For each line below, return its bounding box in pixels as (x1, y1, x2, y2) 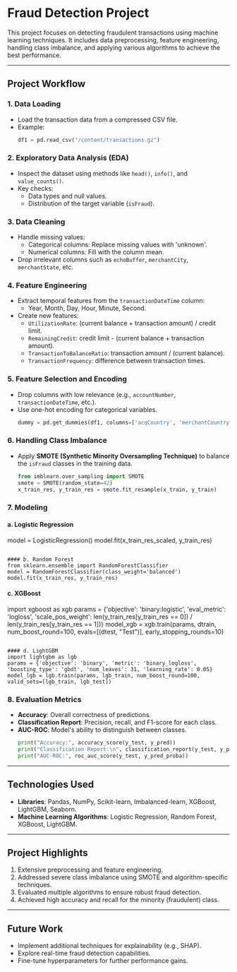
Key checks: (17, 184, 54, 192)
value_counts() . (17, 177, 65, 185)
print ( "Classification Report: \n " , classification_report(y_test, (17, 745, 217, 753)
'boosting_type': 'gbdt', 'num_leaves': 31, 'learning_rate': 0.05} (7, 665, 213, 672)
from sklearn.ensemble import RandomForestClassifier (7, 562, 169, 569)
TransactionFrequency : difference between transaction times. (28, 357, 206, 365)
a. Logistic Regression (7, 521, 74, 528)
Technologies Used (7, 778, 94, 790)
